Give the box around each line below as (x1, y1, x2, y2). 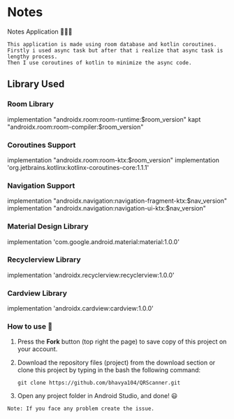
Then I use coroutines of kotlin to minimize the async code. (7, 59, 192, 66)
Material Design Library (7, 222, 89, 232)
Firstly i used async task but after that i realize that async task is (7, 47, 224, 54)
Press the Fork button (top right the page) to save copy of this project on (17, 337, 227, 346)
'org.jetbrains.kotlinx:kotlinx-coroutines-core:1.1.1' (7, 163, 149, 171)
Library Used (7, 78, 65, 90)
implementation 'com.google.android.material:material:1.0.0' (7, 237, 180, 246)
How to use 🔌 (7, 322, 53, 332)
